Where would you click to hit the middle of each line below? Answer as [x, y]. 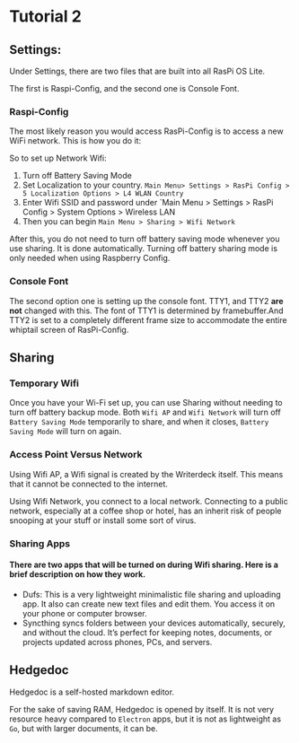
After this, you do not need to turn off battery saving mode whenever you [145, 239]
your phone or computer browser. [85, 613]
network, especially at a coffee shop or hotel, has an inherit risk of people [145, 511]
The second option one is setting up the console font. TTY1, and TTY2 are [147, 301]
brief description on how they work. [78, 574]
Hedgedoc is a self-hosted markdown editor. [92, 692]
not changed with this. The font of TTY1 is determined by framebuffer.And [146, 310]
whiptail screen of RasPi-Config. [69, 329]
